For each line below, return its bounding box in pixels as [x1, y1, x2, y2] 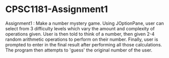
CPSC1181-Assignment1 [5, 4, 108, 15]
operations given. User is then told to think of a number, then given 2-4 [5, 31, 155, 37]
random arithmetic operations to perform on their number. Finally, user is [5, 36, 158, 42]
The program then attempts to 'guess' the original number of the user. [5, 47, 153, 53]
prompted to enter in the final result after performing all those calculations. [5, 41, 162, 47]
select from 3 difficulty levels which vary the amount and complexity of [5, 25, 155, 31]
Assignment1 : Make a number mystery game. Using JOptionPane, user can [5, 20, 164, 26]
